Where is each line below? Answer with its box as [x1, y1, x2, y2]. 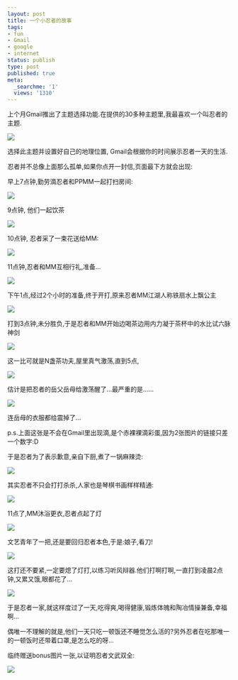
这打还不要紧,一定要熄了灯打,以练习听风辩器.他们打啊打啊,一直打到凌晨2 [7, 566, 217, 575]
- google [7, 43, 33, 50]
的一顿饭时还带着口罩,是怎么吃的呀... [7, 636, 115, 645]
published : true [7, 70, 55, 77]
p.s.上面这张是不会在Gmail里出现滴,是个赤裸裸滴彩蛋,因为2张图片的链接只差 [7, 429, 228, 437]
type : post [7, 63, 40, 70]
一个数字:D [7, 437, 39, 446]
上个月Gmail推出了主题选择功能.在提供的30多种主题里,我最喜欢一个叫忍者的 [7, 110, 228, 119]
